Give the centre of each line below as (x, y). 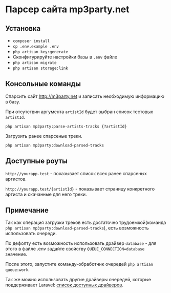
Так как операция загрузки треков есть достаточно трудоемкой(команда (86, 223)
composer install (31, 41)
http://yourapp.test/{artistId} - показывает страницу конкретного (80, 189)
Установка (23, 28)
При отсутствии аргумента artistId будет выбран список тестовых (79, 112)
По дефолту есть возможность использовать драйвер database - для (81, 243)
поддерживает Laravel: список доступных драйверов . (65, 285)
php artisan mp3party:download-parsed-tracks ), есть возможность (77, 228)
